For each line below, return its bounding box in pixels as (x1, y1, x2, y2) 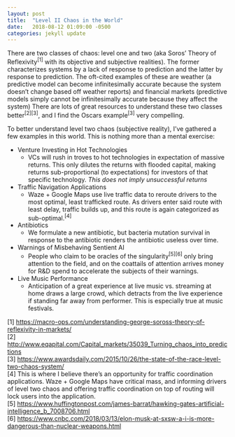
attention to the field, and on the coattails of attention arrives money (27, 259, 225, 268)
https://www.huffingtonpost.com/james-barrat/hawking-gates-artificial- (17, 399, 225, 408)
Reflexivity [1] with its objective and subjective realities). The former (7, 57, 200, 66)
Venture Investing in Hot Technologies (17, 145, 128, 154)
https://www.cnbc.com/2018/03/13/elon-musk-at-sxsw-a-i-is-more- (17, 414, 215, 422)
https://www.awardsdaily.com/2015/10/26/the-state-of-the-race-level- (17, 354, 222, 363)
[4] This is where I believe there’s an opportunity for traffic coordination (7, 369, 213, 378)
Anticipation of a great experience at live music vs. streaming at (27, 282, 212, 290)
